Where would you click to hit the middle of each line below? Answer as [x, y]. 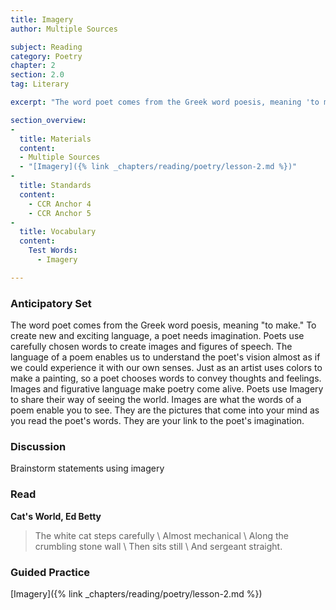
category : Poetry [46, 56]
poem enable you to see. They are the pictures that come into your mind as [165, 410]
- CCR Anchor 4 [60, 204]
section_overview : [48, 120]
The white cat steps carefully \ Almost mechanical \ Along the [161, 535]
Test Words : [53, 251]
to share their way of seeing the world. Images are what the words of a [156, 400]
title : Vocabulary [58, 232]
